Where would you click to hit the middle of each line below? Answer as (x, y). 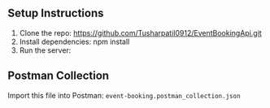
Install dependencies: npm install (74, 41)
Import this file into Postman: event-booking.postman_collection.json (124, 95)
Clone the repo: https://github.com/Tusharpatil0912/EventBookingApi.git (140, 32)
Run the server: (45, 50)
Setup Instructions (56, 13)
